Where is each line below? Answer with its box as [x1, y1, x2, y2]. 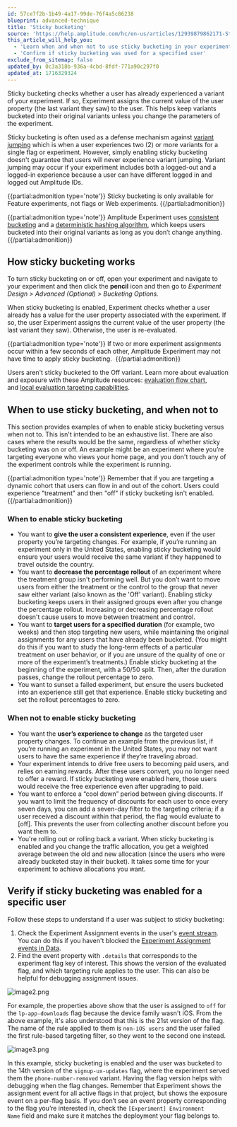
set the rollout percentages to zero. [17, 695, 120, 704]
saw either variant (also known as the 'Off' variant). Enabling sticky [17, 590, 213, 599]
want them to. [17, 827, 58, 836]
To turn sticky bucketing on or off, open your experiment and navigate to [7, 274, 219, 283]
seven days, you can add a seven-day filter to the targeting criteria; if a [17, 804, 224, 813]
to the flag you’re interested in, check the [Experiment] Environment [7, 1104, 205, 1112]
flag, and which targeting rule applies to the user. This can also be [17, 966, 210, 975]
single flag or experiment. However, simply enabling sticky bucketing [7, 148, 208, 156]
